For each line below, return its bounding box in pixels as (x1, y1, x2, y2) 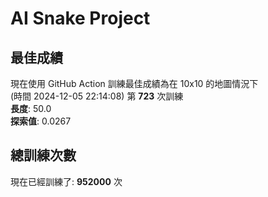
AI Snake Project (10, 7, 151, 30)
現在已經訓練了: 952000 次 (10, 175, 123, 187)
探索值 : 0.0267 (10, 115, 72, 127)
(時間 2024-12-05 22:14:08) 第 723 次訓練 (10, 90, 184, 102)
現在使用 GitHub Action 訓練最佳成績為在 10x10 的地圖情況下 (10, 78, 259, 89)
